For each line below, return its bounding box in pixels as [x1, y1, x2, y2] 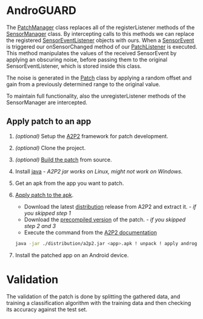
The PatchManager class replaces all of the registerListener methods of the [6, 24, 195, 31]
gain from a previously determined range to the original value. [6, 80, 161, 88]
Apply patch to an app [6, 116, 92, 127]
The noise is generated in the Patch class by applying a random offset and [6, 74, 192, 81]
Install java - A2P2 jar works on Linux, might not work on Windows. [15, 167, 183, 175]
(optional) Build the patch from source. [15, 156, 112, 163]
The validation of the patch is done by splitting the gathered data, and [6, 292, 181, 300]
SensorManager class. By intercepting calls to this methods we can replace [6, 30, 195, 37]
